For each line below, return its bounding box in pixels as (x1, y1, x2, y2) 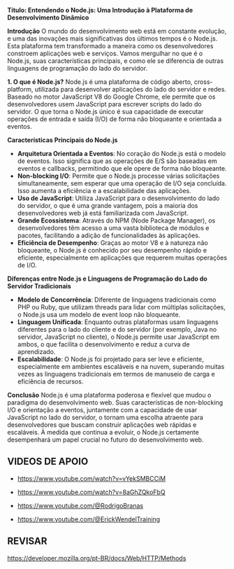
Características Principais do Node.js (7, 136, 118, 144)
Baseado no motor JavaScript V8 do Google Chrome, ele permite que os (7, 92, 216, 101)
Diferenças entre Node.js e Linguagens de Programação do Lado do (7, 274, 207, 283)
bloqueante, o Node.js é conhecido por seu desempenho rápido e (17, 246, 207, 254)
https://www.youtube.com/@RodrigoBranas (17, 501, 144, 510)
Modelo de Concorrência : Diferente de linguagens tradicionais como (17, 295, 217, 304)
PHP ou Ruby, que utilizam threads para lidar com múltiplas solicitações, (17, 303, 226, 311)
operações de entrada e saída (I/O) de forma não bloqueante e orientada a (7, 115, 222, 123)
